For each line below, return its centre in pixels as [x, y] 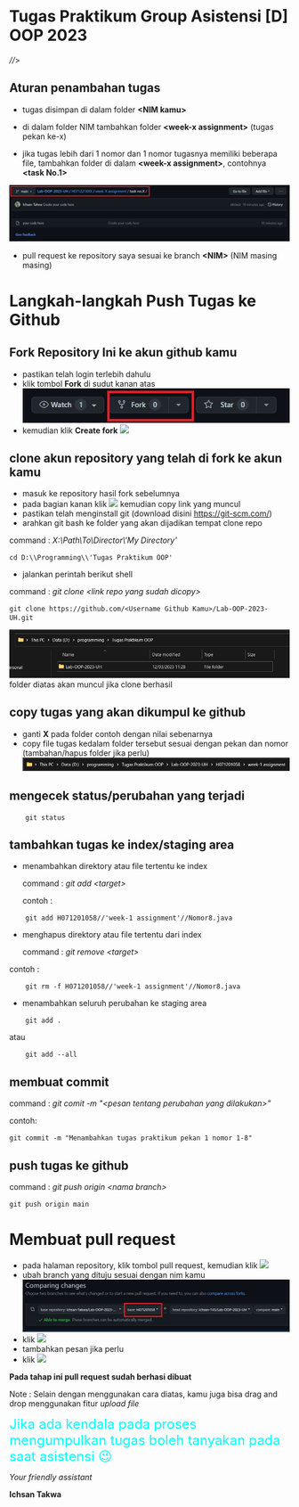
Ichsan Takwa [36, 1495]
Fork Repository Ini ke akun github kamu [123, 352]
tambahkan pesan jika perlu [73, 1349]
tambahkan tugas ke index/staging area [122, 844]
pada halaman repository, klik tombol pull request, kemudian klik [140, 1265]
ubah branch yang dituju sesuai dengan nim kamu [113, 1274]
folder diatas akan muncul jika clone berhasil [91, 684]
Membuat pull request [93, 1240]
